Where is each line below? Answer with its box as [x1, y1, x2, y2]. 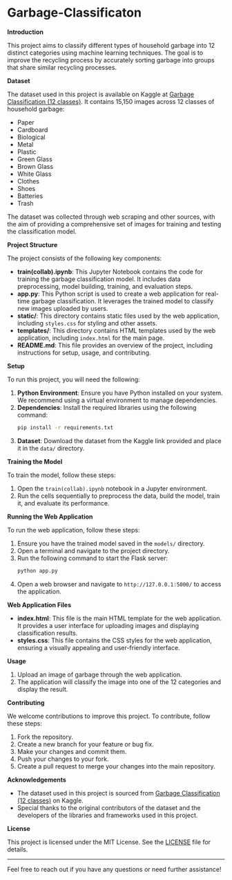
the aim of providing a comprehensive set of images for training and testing [7, 219, 222, 228]
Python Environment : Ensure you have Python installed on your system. [17, 388, 223, 397]
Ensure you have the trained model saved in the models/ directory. [17, 539, 205, 548]
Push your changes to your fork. [17, 755, 109, 763]
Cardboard [17, 125, 48, 134]
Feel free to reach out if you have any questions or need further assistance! [7, 865, 222, 873]
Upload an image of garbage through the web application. [17, 670, 182, 679]
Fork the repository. [17, 733, 74, 741]
